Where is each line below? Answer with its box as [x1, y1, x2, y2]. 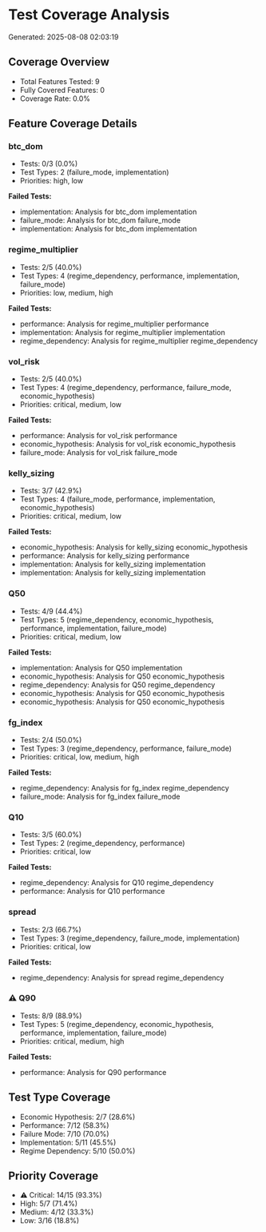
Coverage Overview [8, 55, 110, 69]
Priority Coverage [8, 1170, 98, 1183]
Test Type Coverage [8, 1091, 111, 1105]
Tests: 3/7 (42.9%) [19, 486, 82, 496]
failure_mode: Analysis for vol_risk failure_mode [19, 448, 178, 457]
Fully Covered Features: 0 [19, 85, 105, 95]
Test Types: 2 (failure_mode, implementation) [19, 167, 169, 177]
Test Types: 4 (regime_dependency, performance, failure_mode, [19, 383, 232, 393]
